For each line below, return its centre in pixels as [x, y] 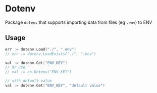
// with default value [28, 81]
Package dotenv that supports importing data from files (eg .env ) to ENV [79, 22]
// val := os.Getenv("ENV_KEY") [38, 72]
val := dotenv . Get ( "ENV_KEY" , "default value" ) [55, 86]
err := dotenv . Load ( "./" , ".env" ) [41, 49]
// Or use [15, 67]
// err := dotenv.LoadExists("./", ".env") [51, 54]
